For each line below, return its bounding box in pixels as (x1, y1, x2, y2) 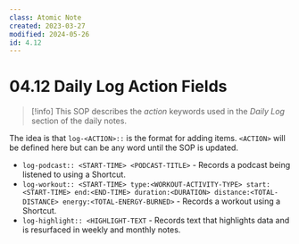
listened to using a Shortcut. (21, 169, 127, 180)
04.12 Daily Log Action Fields (9, 77, 228, 97)
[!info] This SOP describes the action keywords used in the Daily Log (30, 106, 286, 117)
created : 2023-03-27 (9, 21, 87, 30)
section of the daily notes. (30, 115, 128, 126)
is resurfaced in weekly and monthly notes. (21, 224, 181, 235)
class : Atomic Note (9, 13, 82, 22)
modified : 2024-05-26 (9, 29, 90, 38)
